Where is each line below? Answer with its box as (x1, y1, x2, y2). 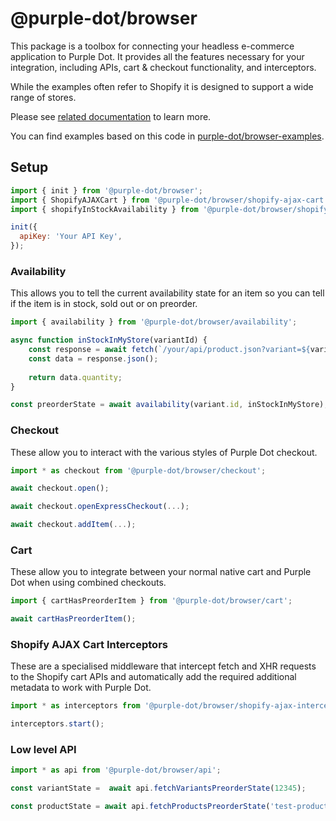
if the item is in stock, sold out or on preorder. (10, 298, 198, 310)
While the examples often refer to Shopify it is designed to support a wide (10, 80, 314, 92)
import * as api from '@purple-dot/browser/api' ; (10, 765, 222, 776)
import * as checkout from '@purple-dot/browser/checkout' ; (10, 465, 267, 476)
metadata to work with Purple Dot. (10, 682, 152, 694)
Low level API (10, 743, 77, 757)
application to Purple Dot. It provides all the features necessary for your (10, 50, 305, 62)
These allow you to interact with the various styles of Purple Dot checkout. (10, 446, 318, 458)
